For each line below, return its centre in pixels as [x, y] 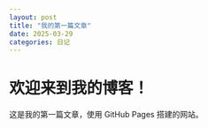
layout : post [33, 17]
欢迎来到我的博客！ [79, 88]
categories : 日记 [40, 42]
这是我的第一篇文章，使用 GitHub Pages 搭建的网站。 [106, 115]
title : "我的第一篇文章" [50, 26]
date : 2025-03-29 [41, 34]
